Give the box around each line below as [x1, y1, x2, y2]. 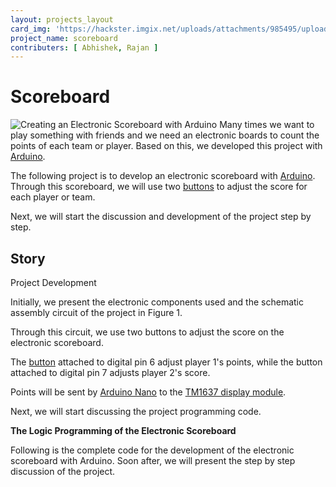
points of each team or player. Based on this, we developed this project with [10, 140, 323, 152]
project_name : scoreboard [10, 33, 118, 43]
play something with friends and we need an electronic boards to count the [10, 129, 320, 141]
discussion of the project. [10, 466, 116, 477]
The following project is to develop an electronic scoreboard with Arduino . [10, 170, 316, 182]
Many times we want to [219, 119, 315, 131]
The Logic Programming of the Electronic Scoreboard [10, 425, 237, 436]
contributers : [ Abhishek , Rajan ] [10, 42, 159, 53]
